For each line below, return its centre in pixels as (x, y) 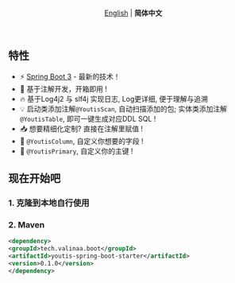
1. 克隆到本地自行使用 (49, 204)
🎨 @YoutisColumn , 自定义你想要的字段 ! (81, 141)
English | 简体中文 (133, 13)
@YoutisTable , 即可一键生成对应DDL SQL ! (88, 118)
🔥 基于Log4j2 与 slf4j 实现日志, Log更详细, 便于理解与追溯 (114, 99)
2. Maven (27, 225)
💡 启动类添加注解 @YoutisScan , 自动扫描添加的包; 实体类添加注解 (123, 109)
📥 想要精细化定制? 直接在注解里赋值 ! (81, 128)
